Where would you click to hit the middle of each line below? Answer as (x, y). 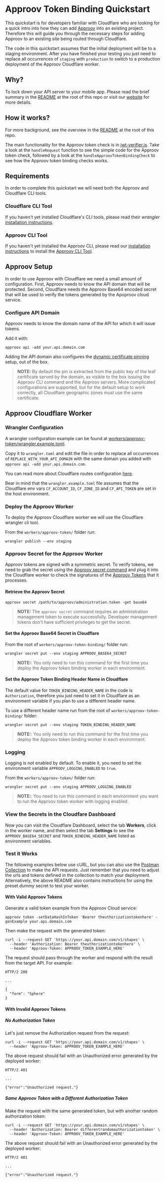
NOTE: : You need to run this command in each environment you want (88, 796)
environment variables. (28, 841)
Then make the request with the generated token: (56, 931)
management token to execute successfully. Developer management (87, 617)
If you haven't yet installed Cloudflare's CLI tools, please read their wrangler (82, 217)
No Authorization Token (30, 1020)
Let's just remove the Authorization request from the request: (67, 1033)
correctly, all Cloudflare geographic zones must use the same (80, 393)
